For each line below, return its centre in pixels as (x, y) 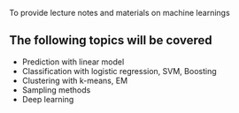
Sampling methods (56, 90)
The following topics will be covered (111, 40)
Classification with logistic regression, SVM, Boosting (119, 71)
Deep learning (48, 99)
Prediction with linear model (73, 62)
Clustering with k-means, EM (75, 80)
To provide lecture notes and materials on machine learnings (119, 13)
